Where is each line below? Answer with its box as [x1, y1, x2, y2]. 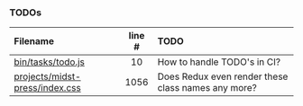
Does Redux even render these [157, 70, 289, 83]
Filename [14, 35, 54, 48]
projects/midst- [14, 70, 81, 83]
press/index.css [14, 82, 81, 94]
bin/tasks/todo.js [14, 56, 86, 68]
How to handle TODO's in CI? [157, 56, 281, 68]
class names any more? [157, 82, 257, 94]
